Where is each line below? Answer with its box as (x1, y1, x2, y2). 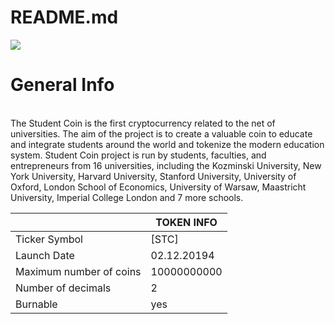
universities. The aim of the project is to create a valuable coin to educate (10, 127, 313, 140)
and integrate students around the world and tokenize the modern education (10, 138, 325, 150)
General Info (10, 74, 115, 96)
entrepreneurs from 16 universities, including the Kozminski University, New (10, 159, 322, 171)
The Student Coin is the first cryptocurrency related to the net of (10, 117, 276, 129)
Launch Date (15, 248, 75, 262)
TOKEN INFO (155, 215, 218, 229)
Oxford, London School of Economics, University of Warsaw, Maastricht (10, 181, 307, 193)
